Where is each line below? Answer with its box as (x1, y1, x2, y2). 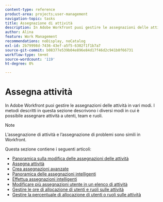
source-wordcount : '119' (5, 57, 55, 62)
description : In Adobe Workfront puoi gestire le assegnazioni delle (5, 25, 149, 30)
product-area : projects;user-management (5, 12, 88, 17)
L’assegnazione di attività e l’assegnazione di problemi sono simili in (5, 132, 141, 137)
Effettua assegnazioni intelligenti (12, 176, 78, 182)
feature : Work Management (5, 34, 57, 39)
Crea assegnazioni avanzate (12, 166, 69, 172)
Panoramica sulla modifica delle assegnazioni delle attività (12, 156, 129, 162)
